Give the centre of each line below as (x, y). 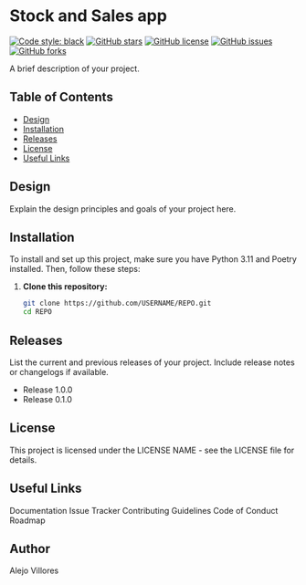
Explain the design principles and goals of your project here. (123, 209)
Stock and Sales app (88, 16)
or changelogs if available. (59, 371)
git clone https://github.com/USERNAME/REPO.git (117, 303)
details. (23, 460)
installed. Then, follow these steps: (75, 269)
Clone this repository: (65, 287)
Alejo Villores (34, 570)
